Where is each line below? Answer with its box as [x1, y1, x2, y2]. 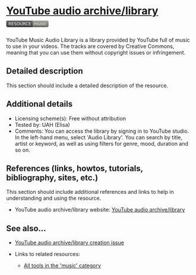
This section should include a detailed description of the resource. [6, 82, 168, 89]
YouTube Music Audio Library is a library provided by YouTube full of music [6, 36, 190, 43]
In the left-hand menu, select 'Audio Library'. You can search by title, [14, 133, 183, 140]
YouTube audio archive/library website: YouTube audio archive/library [14, 206, 185, 213]
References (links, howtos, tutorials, [6, 163, 144, 173]
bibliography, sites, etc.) [6, 172, 99, 183]
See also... [6, 223, 46, 234]
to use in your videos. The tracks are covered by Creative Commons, [6, 43, 175, 50]
